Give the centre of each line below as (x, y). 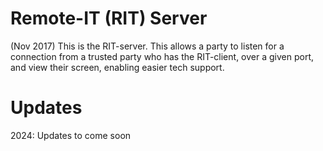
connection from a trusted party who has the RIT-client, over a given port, (162, 56)
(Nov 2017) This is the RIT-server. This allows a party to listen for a (147, 46)
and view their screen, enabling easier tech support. (117, 67)
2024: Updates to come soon (71, 135)
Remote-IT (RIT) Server (109, 18)
